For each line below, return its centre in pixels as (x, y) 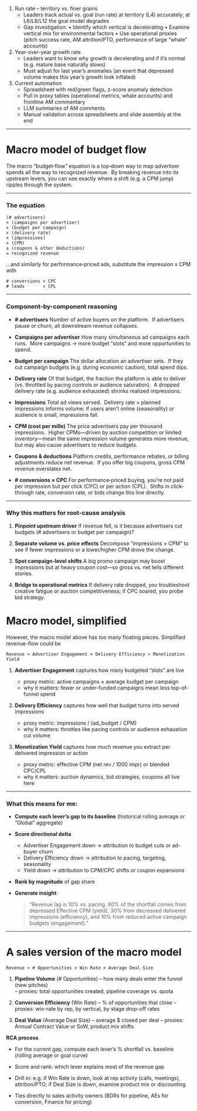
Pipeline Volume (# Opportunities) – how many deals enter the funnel (98, 979)
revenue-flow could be (34, 643)
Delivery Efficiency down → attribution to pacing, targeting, (95, 858)
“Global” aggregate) (39, 823)
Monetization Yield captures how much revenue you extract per (92, 746)
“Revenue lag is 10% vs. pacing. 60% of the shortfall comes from (108, 905)
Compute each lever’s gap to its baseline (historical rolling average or (100, 817)
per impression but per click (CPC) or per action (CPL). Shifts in (92, 486)
